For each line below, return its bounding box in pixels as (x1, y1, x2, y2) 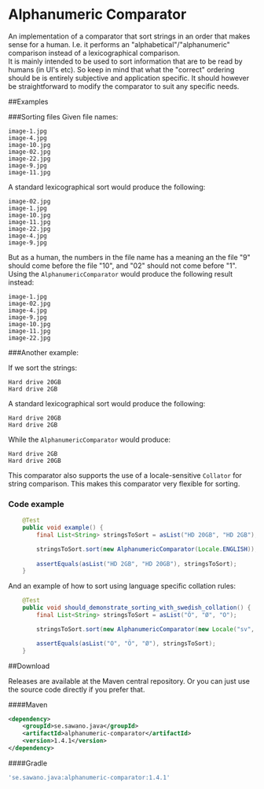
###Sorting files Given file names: (8, 112, 119, 121)
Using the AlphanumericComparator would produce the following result (8, 269, 233, 278)
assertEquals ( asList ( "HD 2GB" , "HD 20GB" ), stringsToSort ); (36, 560, 237, 567)
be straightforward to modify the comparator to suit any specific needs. (8, 81, 240, 91)
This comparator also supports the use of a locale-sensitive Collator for (8, 470, 242, 480)
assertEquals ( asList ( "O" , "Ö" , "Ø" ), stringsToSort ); (36, 639, 216, 648)
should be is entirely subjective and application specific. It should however (8, 73, 250, 83)
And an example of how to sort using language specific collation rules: (8, 582, 236, 591)
